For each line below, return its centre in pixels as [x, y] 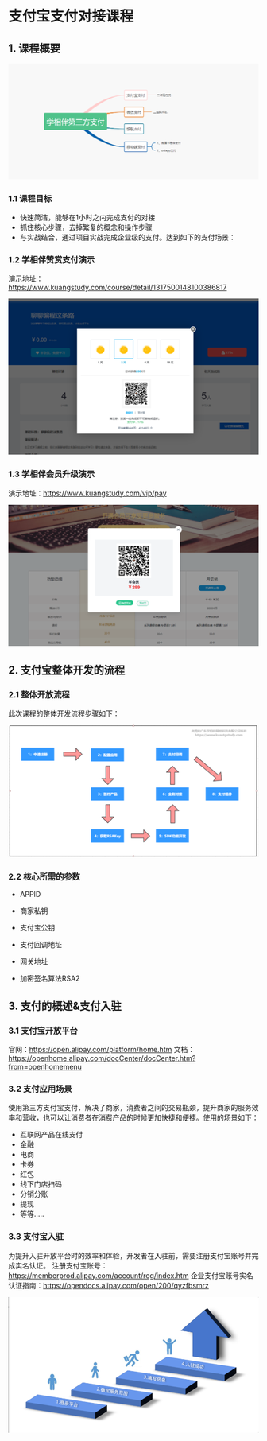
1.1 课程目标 [30, 198]
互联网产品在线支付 [51, 1135]
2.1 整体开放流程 [39, 695]
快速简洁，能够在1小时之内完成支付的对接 [87, 218]
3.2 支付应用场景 [41, 1089]
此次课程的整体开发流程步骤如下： [64, 713]
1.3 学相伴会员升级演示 [52, 474]
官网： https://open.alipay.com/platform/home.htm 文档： [102, 1050]
